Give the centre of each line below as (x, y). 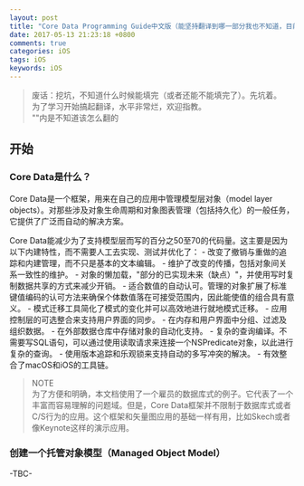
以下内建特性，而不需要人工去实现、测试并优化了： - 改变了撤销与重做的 (144, 252)
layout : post (34, 18)
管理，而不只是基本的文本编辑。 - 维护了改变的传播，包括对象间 (160, 262)
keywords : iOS (36, 69)
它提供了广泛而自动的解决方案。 (69, 221)
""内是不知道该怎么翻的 (75, 118)
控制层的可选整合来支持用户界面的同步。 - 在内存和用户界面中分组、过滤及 (148, 319)
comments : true (38, 43)
